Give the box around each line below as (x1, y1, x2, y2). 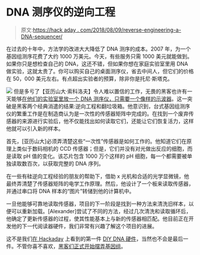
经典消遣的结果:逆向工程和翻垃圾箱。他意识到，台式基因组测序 (37, 102, 190, 110)
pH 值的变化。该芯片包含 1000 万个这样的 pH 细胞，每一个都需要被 (23, 153, 187, 160)
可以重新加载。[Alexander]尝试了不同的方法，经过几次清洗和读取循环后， (11, 207, 192, 214)
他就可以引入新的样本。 (6, 125, 64, 132)
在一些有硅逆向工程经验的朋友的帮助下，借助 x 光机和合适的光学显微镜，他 (6, 172, 189, 179)
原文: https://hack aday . (20, 26, 79, 33)
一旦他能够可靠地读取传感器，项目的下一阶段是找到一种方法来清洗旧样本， (6, 200, 189, 207)
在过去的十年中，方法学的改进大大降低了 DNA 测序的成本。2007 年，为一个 (6, 45, 191, 52)
